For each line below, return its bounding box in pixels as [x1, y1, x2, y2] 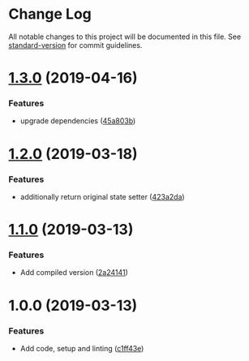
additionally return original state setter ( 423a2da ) [19, 191, 185, 201]
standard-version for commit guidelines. [8, 40, 143, 49]
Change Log [8, 5, 92, 24]
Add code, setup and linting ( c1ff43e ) [19, 343, 144, 353]
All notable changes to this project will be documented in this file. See [8, 32, 242, 41]
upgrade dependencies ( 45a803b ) [19, 116, 136, 126]
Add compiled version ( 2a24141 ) [19, 268, 128, 277]
